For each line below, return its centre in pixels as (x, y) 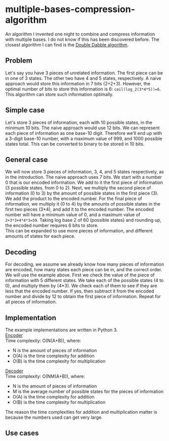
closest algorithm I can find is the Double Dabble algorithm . (67, 44)
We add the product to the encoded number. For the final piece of (74, 199)
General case (27, 159)
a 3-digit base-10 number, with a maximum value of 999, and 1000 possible (84, 138)
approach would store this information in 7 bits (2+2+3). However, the (78, 83)
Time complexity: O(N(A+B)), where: (43, 340)
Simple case (25, 110)
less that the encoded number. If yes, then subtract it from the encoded (80, 291)
